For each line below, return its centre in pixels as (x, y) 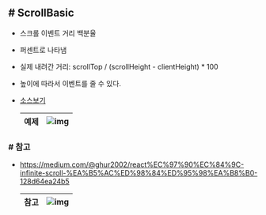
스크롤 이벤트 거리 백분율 (58, 33)
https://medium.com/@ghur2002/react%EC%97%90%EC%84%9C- (132, 164)
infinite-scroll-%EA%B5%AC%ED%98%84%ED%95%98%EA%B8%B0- (139, 173)
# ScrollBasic (41, 13)
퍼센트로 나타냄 (43, 50)
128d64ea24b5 (44, 182)
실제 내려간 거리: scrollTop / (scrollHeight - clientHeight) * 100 (119, 66)
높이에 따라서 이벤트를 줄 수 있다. (70, 83)
